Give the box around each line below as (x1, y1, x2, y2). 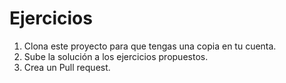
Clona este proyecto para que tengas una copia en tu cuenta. (23, 40, 277, 52)
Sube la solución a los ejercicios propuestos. (23, 50, 209, 62)
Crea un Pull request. (23, 61, 111, 73)
